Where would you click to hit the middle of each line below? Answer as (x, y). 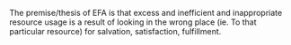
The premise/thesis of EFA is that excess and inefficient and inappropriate (146, 13)
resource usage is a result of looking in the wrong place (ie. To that (133, 22)
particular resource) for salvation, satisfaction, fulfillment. (115, 31)
